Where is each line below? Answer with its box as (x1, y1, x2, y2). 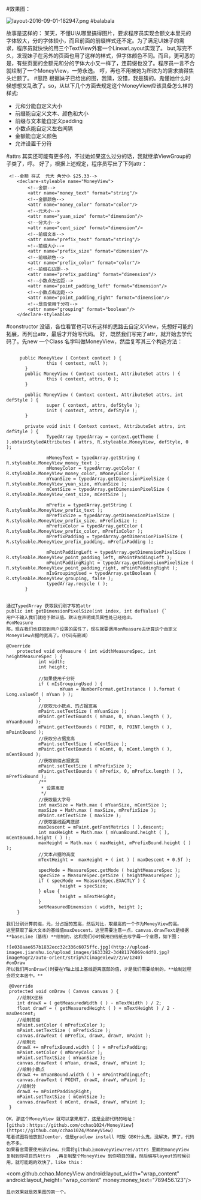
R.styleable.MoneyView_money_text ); (6, 460, 100, 466)
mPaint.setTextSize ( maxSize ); (38, 812, 121, 818)
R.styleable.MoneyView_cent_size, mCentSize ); (6, 491, 127, 497)
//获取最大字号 (38, 797, 71, 803)
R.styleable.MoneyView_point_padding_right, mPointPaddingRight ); (6, 565, 178, 571)
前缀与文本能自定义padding (14, 118, 83, 124)
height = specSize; (59, 883, 109, 889)
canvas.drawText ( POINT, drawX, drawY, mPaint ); (17, 1077, 146, 1083)
